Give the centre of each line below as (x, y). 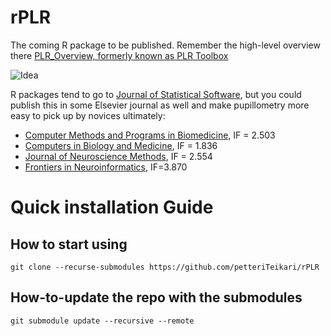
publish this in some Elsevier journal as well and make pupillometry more (160, 105)
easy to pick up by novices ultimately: (88, 115)
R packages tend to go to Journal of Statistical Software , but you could (156, 94)
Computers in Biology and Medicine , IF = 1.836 (121, 145)
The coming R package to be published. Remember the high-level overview (165, 45)
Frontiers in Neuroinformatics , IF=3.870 (106, 167)
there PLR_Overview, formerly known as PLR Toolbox (119, 55)
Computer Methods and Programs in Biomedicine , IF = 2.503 (150, 135)
